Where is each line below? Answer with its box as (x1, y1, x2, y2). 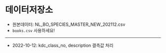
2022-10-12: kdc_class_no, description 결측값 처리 (12, 42, 114, 48)
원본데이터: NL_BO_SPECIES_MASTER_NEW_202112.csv (12, 21, 125, 27)
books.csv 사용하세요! (12, 27, 55, 33)
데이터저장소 (5, 4, 53, 16)
